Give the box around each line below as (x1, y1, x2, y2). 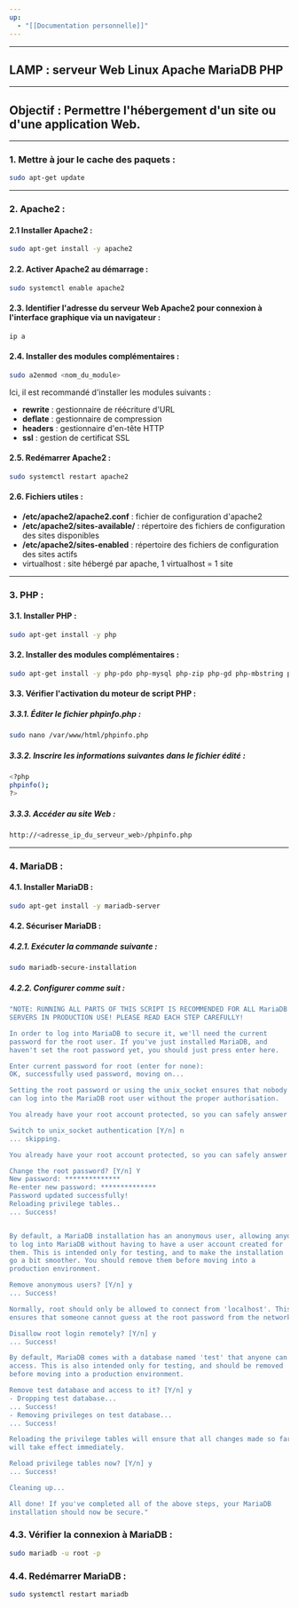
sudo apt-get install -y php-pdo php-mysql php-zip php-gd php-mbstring (9, 669, 284, 679)
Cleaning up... (9, 1483, 66, 1492)
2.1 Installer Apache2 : (9, 225, 93, 235)
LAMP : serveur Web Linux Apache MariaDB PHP (9, 62, 284, 77)
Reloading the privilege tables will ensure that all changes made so (9, 1435, 276, 1444)
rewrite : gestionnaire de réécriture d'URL (21, 404, 176, 414)
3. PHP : (9, 588, 44, 601)
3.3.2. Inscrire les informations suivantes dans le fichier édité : (9, 750, 246, 761)
